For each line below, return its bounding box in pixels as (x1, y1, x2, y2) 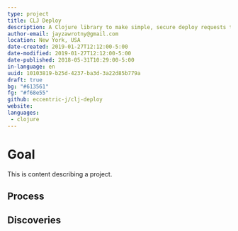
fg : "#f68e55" (7, 89, 50, 96)
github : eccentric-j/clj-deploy (7, 96, 103, 103)
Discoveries (7, 214, 62, 227)
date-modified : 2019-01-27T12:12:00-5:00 (7, 50, 132, 57)
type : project (7, 10, 50, 18)
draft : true (7, 76, 42, 84)
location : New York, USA (7, 37, 81, 44)
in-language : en (7, 63, 55, 70)
